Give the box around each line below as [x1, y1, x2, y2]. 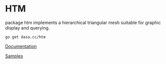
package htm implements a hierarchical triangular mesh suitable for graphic [5, 19, 161, 25]
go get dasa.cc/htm [5, 34, 46, 39]
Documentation [5, 43, 37, 49]
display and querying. [5, 24, 50, 30]
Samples [5, 53, 23, 59]
